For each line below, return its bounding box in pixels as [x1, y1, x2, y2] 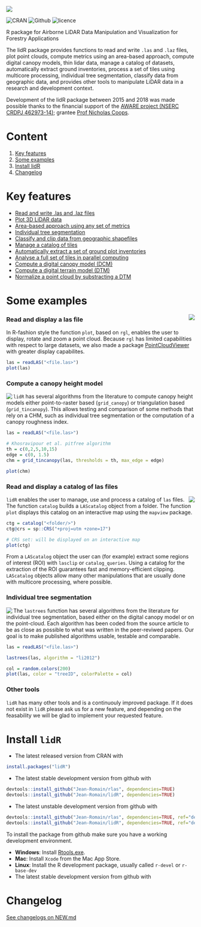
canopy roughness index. [6, 418, 69, 425]
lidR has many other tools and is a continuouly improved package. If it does [6, 699, 193, 706]
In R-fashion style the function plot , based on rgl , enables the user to [6, 329, 179, 336]
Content [6, 130, 48, 144]
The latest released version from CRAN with [14, 752, 124, 759]
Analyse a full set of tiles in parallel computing [14, 254, 129, 261]
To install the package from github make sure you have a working [6, 831, 167, 838]
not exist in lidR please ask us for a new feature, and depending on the [6, 705, 181, 712]
